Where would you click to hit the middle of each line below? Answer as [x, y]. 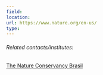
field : [14, 12]
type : [13, 28]
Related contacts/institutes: [40, 47]
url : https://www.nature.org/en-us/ [51, 23]
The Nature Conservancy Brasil [45, 65]
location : [18, 17]
